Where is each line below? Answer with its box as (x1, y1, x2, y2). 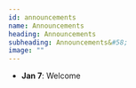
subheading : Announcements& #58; (8, 37, 128, 47)
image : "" (8, 46, 45, 55)
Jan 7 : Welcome (20, 70, 81, 81)
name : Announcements (8, 21, 85, 30)
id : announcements (8, 12, 76, 22)
